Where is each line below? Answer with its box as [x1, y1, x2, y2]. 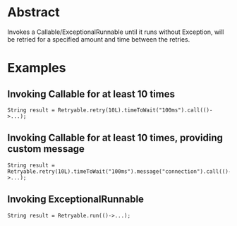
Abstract [7, 4, 60, 20]
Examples [7, 60, 66, 76]
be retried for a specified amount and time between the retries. [7, 35, 190, 43]
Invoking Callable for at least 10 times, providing [7, 132, 224, 144]
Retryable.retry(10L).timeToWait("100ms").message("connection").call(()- [7, 167, 232, 175]
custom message [7, 143, 85, 155]
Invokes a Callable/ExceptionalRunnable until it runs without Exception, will [7, 28, 224, 36]
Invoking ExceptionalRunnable [7, 194, 145, 206]
